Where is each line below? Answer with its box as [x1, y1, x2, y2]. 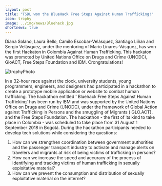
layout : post [5, 7, 32, 12]
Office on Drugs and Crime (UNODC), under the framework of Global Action [5, 104, 158, 110]
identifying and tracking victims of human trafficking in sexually [12, 160, 140, 166]
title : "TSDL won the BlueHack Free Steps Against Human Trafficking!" [5, 12, 154, 17]
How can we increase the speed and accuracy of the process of [12, 155, 142, 161]
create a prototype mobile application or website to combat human [5, 89, 139, 94]
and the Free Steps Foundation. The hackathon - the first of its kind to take [5, 114, 155, 120]
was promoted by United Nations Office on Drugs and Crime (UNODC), [5, 54, 148, 60]
